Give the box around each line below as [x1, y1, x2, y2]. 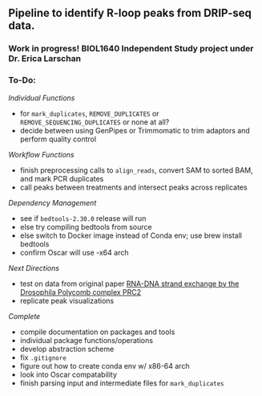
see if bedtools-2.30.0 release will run [19, 213, 147, 223]
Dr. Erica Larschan [8, 53, 82, 64]
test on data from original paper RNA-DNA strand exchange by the [19, 279, 240, 288]
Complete [8, 311, 41, 320]
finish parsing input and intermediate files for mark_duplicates [19, 378, 224, 388]
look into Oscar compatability [19, 369, 118, 379]
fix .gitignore [19, 353, 67, 362]
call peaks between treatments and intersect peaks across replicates [19, 182, 248, 192]
